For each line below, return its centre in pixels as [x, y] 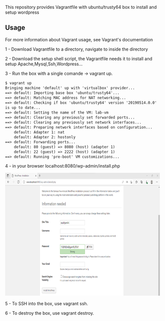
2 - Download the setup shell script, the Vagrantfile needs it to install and [79, 58]
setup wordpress [22, 12]
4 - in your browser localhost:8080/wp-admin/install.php [63, 166]
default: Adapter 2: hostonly [45, 137]
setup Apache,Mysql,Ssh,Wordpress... [44, 64]
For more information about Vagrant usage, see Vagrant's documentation [79, 39]
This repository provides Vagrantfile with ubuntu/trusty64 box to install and [81, 7]
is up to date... [23, 108]
